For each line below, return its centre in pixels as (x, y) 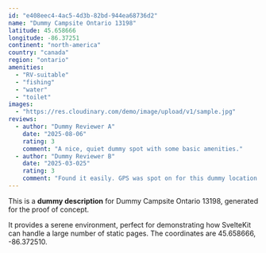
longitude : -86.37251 (44, 38)
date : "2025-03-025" (56, 164)
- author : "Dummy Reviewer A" (65, 127)
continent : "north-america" (55, 45)
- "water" (31, 90)
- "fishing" (35, 82)
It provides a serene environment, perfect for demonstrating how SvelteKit (130, 224)
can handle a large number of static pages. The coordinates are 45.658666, (132, 233)
